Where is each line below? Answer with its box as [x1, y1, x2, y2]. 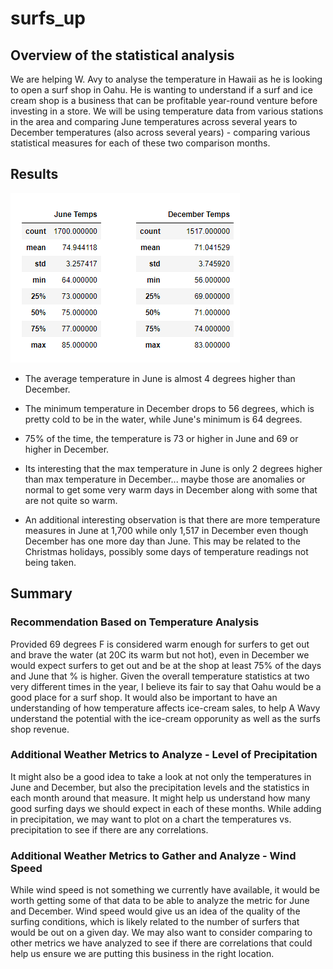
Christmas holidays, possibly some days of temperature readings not [24, 545, 309, 557]
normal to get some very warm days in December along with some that [24, 483, 318, 496]
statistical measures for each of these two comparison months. [10, 137, 271, 149]
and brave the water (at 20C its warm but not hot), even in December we [10, 648, 310, 661]
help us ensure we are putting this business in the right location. [10, 948, 275, 960]
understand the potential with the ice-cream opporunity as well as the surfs [10, 712, 321, 724]
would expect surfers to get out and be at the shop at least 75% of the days [10, 659, 322, 671]
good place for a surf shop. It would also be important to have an [10, 691, 278, 703]
